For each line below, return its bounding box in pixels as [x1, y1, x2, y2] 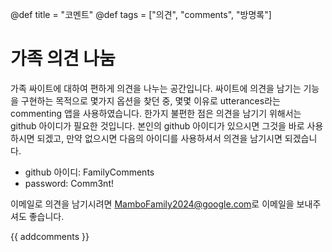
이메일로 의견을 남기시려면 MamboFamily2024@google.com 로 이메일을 [10, 198, 295, 210]
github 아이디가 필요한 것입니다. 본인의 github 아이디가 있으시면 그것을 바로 [10, 119, 305, 132]
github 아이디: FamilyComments [24, 166, 155, 178]
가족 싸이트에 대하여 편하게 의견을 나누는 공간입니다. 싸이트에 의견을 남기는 [10, 82, 302, 94]
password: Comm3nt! [24, 177, 114, 189]
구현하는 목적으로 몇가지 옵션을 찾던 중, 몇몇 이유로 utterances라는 [20, 94, 281, 107]
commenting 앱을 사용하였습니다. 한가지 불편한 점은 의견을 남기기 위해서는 [10, 107, 302, 119]
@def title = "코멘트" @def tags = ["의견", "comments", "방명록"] [10, 9, 272, 20]
